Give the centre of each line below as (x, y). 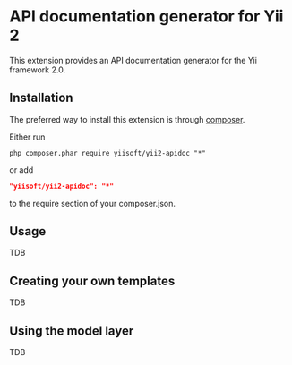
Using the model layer (72, 331)
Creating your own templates (92, 280)
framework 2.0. (37, 70)
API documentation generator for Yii (146, 17)
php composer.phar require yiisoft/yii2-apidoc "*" (107, 153)
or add (21, 170)
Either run (27, 137)
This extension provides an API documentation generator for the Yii (133, 60)
